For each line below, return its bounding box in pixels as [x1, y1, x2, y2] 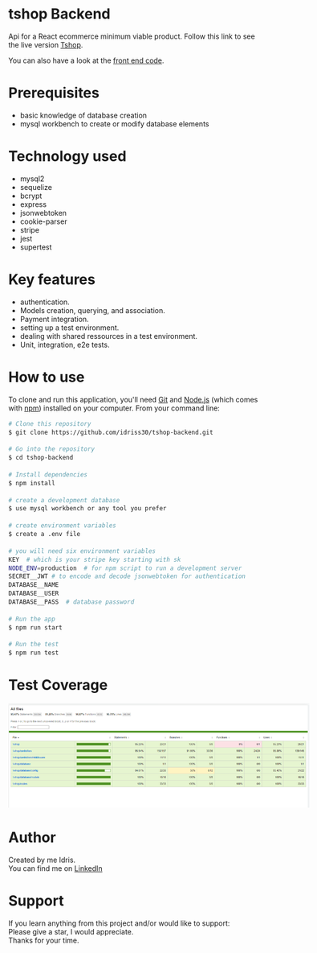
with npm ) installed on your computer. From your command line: [8, 403, 221, 413]
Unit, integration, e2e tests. [19, 340, 110, 349]
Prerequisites [8, 84, 100, 102]
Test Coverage [8, 676, 108, 695]
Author [8, 828, 56, 847]
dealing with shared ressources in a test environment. [19, 331, 198, 340]
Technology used [8, 147, 127, 166]
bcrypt [19, 191, 43, 200]
